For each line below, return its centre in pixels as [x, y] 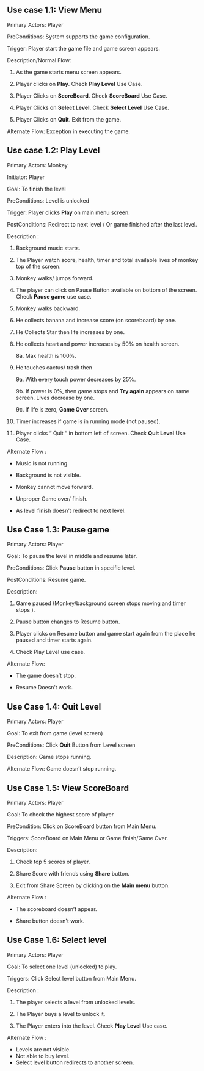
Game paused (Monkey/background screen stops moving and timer [101, 603]
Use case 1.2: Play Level [53, 151]
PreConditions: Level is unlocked [48, 200]
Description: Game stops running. [49, 757]
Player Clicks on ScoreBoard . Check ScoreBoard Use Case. [91, 96]
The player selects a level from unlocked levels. [75, 1002]
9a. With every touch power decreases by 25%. [76, 379]
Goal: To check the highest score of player [60, 815]
